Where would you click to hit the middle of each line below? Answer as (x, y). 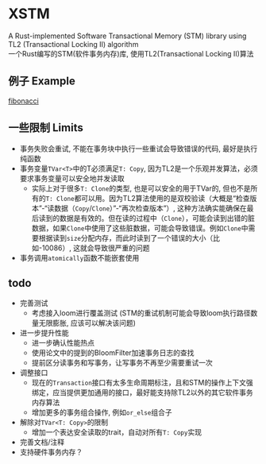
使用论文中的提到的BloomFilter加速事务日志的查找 (113, 353)
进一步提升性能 (44, 333)
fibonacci (24, 101)
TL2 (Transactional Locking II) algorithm (73, 44)
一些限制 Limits (46, 128)
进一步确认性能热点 (63, 343)
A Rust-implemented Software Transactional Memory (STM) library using (127, 36)
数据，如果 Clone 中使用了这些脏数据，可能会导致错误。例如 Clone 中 (140, 228)
